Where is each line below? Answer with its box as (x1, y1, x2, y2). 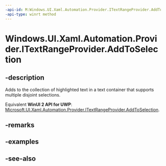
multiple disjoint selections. (5, 92, 61, 98)
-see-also (5, 154, 36, 163)
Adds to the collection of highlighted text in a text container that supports (5, 87, 154, 93)
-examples (5, 137, 39, 146)
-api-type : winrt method (5, 12, 56, 17)
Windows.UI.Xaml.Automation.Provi (5, 33, 157, 44)
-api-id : (5, 7, 23, 12)
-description (5, 73, 44, 82)
